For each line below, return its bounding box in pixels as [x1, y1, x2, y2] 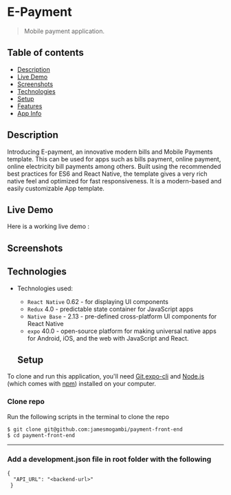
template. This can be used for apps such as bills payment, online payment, [7, 154, 221, 163]
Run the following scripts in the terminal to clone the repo [7, 412, 170, 421]
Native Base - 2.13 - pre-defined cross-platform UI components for [27, 312, 217, 321]
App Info [16, 109, 42, 117]
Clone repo [7, 397, 45, 407]
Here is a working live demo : [7, 222, 90, 231]
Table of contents [7, 47, 84, 59]
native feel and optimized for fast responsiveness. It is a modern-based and [7, 176, 222, 185]
